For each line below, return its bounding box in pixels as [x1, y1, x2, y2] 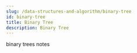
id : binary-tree [6, 14, 45, 20]
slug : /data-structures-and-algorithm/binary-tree [6, 8, 132, 15]
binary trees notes [6, 41, 50, 48]
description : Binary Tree [6, 24, 69, 31]
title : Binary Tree [6, 19, 54, 25]
